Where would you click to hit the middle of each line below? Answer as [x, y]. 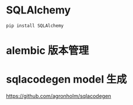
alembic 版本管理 [48, 51]
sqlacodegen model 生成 [66, 80]
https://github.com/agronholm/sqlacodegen [59, 96]
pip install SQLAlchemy [35, 26]
